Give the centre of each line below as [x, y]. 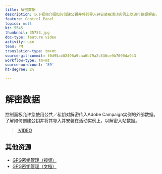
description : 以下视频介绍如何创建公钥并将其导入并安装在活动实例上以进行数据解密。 [82, 14]
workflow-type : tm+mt [27, 60]
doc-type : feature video [31, 38]
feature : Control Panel [30, 19]
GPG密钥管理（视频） [34, 160]
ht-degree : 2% [20, 70]
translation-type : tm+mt [31, 51]
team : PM [14, 46]
